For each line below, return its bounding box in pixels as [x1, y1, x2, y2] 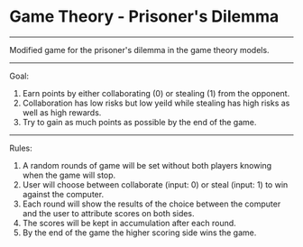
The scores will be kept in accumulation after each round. [22, 217, 236, 228]
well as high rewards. [22, 106, 102, 118]
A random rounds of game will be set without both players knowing [22, 160, 272, 170]
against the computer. [22, 188, 105, 199]
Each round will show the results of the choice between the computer [22, 198, 281, 209]
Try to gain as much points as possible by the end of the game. [22, 116, 257, 127]
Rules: [9, 142, 33, 153]
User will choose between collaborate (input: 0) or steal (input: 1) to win [22, 178, 289, 190]
